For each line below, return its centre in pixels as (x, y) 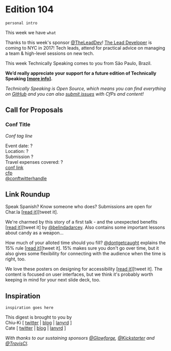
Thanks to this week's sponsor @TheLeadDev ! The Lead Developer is (79, 42)
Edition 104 (30, 9)
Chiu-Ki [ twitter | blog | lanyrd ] (39, 323)
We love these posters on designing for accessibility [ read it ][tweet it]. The (84, 269)
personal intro (21, 23)
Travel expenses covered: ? (34, 162)
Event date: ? (19, 146)
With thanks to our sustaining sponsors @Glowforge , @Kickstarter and (80, 338)
